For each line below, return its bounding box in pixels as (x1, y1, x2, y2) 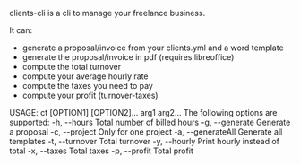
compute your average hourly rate (21, 71, 149, 82)
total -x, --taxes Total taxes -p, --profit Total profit (9, 145, 194, 156)
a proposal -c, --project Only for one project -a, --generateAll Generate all (9, 126, 283, 137)
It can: (9, 25, 33, 35)
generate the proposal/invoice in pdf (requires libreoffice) (21, 52, 235, 62)
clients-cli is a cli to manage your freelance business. (9, 8, 206, 18)
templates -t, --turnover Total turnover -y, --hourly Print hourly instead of (9, 136, 280, 146)
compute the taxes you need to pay (21, 81, 154, 91)
